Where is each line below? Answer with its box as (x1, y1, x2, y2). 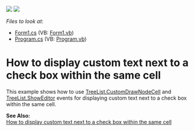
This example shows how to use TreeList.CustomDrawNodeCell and (6, 88, 172, 95)
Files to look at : (6, 18, 44, 25)
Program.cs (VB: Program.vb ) (14, 35, 87, 42)
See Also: (6, 112, 31, 119)
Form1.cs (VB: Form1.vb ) (14, 30, 74, 36)
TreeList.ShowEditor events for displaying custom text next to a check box (6, 94, 187, 101)
